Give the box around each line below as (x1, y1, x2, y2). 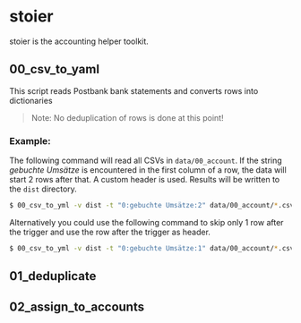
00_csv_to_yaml (9, 62, 100, 77)
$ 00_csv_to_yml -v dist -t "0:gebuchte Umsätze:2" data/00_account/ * (9, 201, 279, 210)
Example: (9, 134, 51, 147)
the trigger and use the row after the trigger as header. (9, 226, 211, 237)
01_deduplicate (9, 268, 97, 284)
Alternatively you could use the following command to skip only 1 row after (9, 217, 284, 227)
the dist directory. (9, 183, 78, 194)
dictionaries (9, 95, 53, 106)
